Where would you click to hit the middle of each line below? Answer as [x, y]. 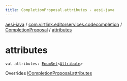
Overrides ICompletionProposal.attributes [49, 73]
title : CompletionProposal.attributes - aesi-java [60, 10]
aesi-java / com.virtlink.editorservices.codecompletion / [64, 24]
